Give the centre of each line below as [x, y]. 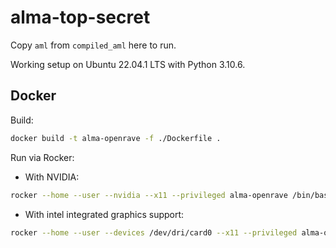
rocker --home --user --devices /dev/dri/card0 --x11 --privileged [154, 232]
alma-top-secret [80, 17]
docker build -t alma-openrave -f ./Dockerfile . [116, 138]
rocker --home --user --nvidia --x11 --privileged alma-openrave [149, 195]
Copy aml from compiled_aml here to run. [93, 45]
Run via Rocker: [42, 157]
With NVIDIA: [52, 177]
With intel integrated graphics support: [104, 214]
